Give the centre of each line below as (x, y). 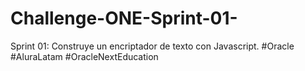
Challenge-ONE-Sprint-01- (124, 18)
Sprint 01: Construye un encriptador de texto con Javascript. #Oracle (152, 46)
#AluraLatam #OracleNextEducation (84, 56)
